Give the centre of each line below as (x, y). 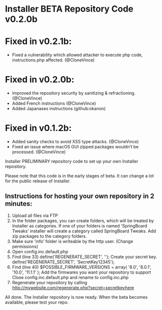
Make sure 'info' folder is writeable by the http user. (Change (73, 241)
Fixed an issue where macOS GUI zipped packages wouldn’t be (75, 147)
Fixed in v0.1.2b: (38, 128)
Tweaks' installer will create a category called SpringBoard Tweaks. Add (84, 231)
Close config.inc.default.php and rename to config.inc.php (70, 277)
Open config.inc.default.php (40, 251)
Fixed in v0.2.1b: (38, 41)
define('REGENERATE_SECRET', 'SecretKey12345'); (63, 262)
